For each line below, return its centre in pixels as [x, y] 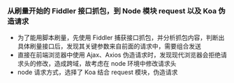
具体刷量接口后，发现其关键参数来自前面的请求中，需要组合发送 [109, 46]
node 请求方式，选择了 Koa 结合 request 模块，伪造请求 [97, 72]
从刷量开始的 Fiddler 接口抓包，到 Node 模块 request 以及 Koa [112, 10]
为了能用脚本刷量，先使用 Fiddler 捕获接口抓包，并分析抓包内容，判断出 [121, 38]
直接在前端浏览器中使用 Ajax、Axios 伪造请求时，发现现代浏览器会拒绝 [119, 55]
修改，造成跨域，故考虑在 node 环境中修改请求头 [106, 64]
